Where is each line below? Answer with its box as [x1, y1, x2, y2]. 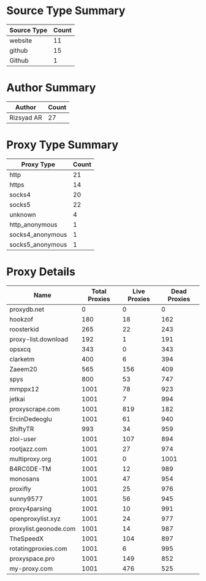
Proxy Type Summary [6, 138, 118, 152]
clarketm [9, 355, 35, 363]
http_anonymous [9, 220, 58, 229]
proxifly [9, 484, 32, 493]
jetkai [9, 394, 26, 403]
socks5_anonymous [9, 240, 67, 248]
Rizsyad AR [9, 113, 42, 121]
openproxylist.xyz [9, 514, 61, 523]
